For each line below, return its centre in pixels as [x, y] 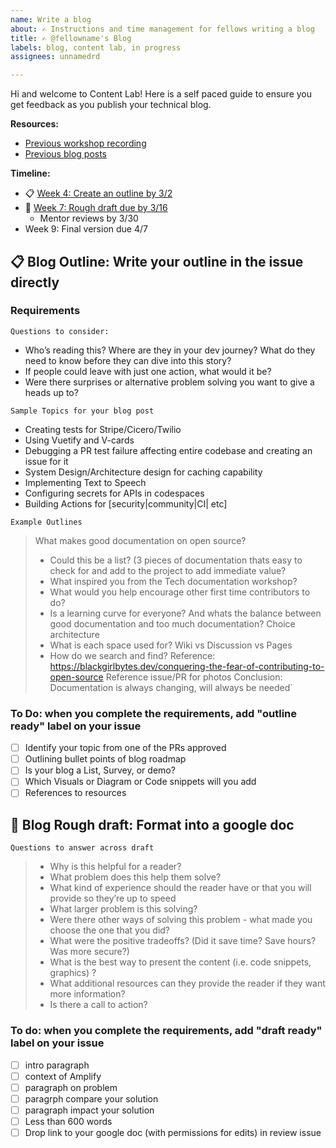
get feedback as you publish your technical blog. [111, 105]
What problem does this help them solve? [135, 877]
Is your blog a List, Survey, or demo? [100, 770]
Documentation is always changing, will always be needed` [171, 687]
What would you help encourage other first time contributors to [180, 592]
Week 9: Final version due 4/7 [86, 229]
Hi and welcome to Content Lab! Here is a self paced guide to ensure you [161, 94]
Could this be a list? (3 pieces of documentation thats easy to [176, 560]
